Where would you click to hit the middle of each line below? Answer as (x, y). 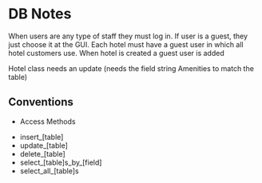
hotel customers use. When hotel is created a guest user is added (117, 53)
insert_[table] (42, 137)
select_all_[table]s (49, 171)
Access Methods (48, 121)
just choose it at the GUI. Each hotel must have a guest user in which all (126, 44)
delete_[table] (42, 153)
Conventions (41, 102)
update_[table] (44, 145)
